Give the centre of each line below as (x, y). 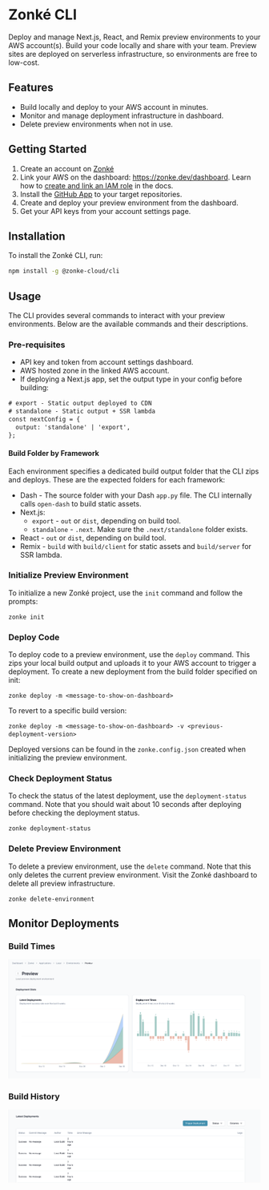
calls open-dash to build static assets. (80, 503)
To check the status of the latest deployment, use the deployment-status (127, 796)
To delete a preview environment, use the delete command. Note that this (130, 866)
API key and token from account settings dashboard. (106, 362)
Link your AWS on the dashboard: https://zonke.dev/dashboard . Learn (135, 177)
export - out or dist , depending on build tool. (106, 520)
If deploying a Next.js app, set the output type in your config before (131, 379)
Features (31, 88)
